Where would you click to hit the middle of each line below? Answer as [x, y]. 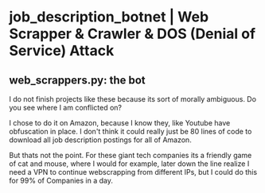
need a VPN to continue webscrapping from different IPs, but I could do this [133, 172]
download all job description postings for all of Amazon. [100, 140]
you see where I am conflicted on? [66, 108]
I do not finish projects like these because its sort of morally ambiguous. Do [133, 99]
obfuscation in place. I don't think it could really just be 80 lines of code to [131, 131]
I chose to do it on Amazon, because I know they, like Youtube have [120, 123]
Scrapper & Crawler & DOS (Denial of [132, 34]
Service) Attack [62, 51]
